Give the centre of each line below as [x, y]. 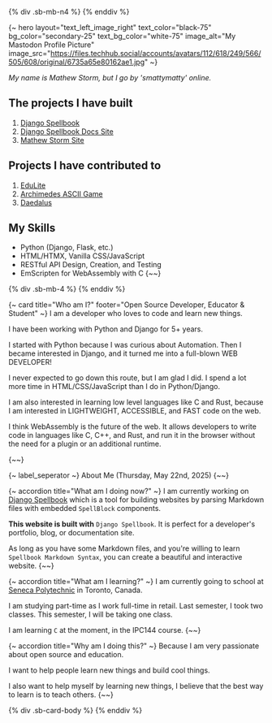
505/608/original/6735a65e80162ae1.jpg [77, 62]
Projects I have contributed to [85, 166]
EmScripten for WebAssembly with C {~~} [91, 273]
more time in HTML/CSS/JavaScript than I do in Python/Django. [114, 387]
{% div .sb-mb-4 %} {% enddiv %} [67, 289]
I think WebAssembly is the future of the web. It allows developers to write [133, 426]
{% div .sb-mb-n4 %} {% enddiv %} [69, 12]
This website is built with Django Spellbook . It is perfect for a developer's [132, 524]
